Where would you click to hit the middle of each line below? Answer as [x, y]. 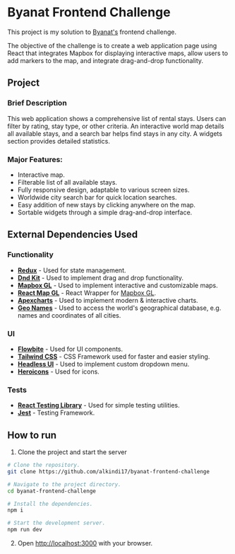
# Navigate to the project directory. [64, 484]
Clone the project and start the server [72, 452]
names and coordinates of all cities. [69, 315]
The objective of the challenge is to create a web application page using [112, 45]
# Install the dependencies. [50, 504]
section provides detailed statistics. [59, 141]
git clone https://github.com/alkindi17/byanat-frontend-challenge [109, 471]
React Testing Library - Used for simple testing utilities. [98, 405]
